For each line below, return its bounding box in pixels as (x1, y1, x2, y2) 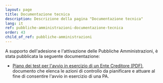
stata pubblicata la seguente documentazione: (5, 53, 100, 59)
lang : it (5, 21, 23, 26)
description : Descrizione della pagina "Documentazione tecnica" (5, 16, 143, 21)
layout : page (5, 7, 32, 12)
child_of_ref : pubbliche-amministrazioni (5, 35, 92, 40)
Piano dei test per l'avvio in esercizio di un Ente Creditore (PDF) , (12, 62, 144, 69)
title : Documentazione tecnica (5, 12, 70, 17)
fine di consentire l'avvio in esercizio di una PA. (12, 73, 109, 79)
